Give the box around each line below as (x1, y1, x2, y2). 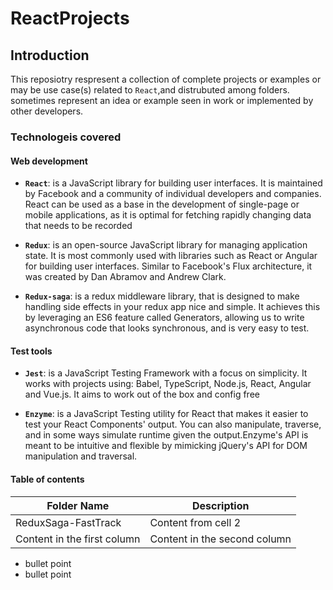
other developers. (10, 105, 84, 117)
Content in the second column (149, 532, 292, 546)
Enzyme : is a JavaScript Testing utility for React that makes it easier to (24, 408, 309, 420)
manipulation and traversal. (24, 450, 138, 462)
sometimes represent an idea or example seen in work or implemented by (10, 95, 314, 106)
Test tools (10, 345, 53, 357)
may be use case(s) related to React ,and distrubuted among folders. (10, 84, 290, 96)
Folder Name (46, 498, 110, 512)
